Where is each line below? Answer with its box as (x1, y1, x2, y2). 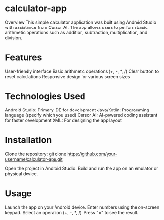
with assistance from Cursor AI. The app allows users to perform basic (5, 24, 148, 30)
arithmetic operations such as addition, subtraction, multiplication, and (5, 29, 148, 35)
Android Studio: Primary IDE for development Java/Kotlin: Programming (5, 107, 150, 113)
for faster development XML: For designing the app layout (5, 117, 122, 123)
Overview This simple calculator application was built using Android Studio (5, 19, 156, 25)
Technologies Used (5, 91, 86, 102)
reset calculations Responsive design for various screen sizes (5, 73, 130, 79)
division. (5, 35, 22, 41)
